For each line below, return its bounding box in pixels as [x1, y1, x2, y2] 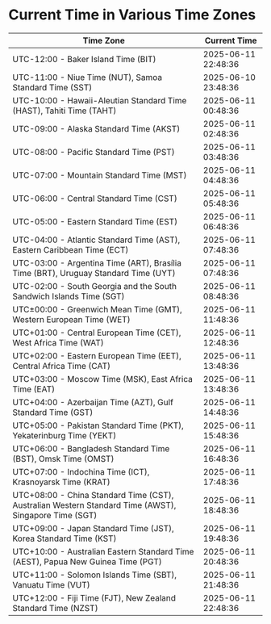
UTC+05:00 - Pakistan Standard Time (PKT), [12, 420, 184, 431]
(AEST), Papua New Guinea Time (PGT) [12, 555, 163, 567]
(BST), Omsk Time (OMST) [12, 453, 115, 464]
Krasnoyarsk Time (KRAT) [12, 476, 110, 488]
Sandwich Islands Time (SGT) [12, 291, 125, 302]
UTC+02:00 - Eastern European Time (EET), [12, 350, 181, 361]
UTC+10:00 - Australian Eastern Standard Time [12, 546, 194, 557]
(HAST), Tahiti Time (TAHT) [12, 105, 117, 116]
